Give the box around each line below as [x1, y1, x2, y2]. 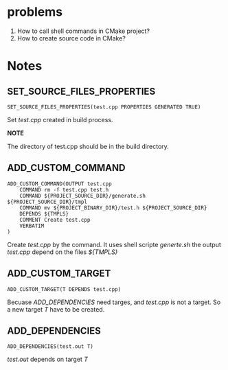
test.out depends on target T [7, 355, 88, 364]
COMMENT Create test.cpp [19, 216, 91, 223]
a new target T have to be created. [7, 305, 105, 313]
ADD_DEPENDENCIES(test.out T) [7, 343, 94, 350]
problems [7, 4, 63, 20]
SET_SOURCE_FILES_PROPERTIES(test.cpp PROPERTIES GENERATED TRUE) [7, 104, 201, 111]
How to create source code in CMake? [16, 34, 126, 42]
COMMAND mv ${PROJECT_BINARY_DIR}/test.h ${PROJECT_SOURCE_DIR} [19, 204, 207, 211]
